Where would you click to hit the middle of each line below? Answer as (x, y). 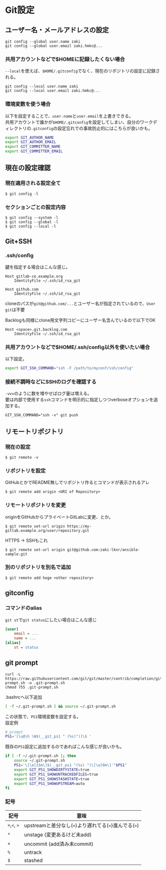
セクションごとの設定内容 (36, 207)
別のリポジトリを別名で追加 (38, 567)
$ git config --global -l (32, 222)
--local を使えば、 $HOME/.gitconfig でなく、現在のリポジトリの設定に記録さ (83, 71)
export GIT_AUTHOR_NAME (30, 137)
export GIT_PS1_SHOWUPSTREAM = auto (49, 783)
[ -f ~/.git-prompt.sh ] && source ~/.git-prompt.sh (61, 706)
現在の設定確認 (28, 168)
